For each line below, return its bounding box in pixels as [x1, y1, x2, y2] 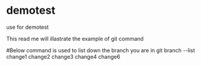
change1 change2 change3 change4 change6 [6, 53, 121, 60]
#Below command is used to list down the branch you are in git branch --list [6, 46, 195, 54]
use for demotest [6, 23, 49, 31]
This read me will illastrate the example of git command [6, 35, 144, 42]
